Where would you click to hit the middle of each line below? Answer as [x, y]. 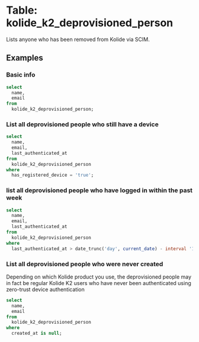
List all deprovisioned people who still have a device [82, 124]
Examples [25, 58]
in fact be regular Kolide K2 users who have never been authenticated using [99, 283]
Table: [22, 10]
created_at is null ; [37, 333]
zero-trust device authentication [45, 289]
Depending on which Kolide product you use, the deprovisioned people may [99, 277]
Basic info [21, 75]
